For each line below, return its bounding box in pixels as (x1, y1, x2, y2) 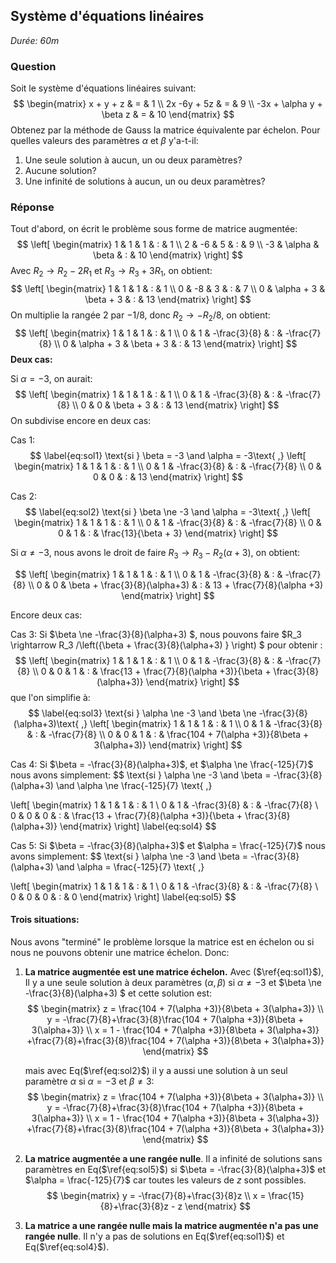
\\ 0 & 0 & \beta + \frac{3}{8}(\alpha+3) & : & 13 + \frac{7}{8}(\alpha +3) (28, 579, 324, 591)
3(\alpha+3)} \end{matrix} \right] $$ (93, 739, 243, 751)
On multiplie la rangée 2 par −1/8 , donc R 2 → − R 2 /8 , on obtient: (10, 309, 271, 323)
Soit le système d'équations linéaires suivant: (10, 82, 197, 94)
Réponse (10, 200, 55, 214)
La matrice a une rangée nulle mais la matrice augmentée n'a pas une (24, 1220, 319, 1231)
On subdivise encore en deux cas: (10, 415, 152, 426)
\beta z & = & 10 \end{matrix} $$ (101, 109, 235, 121)
